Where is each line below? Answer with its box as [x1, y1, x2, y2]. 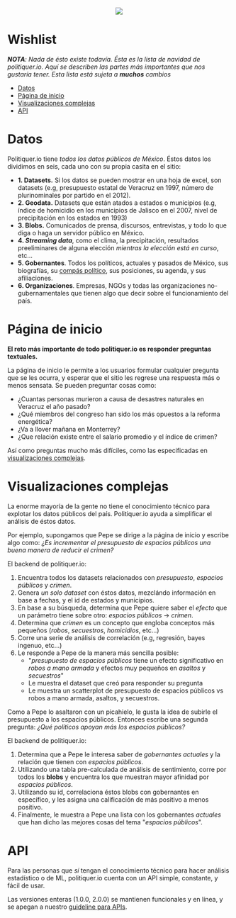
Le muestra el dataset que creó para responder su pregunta [28, 678, 203, 687]
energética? [17, 417, 53, 425]
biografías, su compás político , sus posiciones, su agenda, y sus [17, 266, 206, 274]
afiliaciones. [17, 274, 53, 282]
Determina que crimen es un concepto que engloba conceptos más [17, 618, 215, 627]
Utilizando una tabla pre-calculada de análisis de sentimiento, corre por [17, 765, 227, 773]
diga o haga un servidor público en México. [17, 228, 145, 237]
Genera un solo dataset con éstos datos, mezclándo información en [17, 588, 216, 597]
